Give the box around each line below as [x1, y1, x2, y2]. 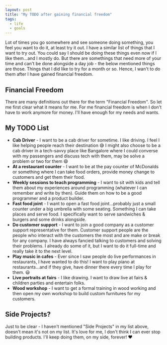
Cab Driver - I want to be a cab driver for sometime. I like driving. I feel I [12, 137, 160, 143]
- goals [9, 26, 26, 31]
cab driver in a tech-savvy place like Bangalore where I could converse [12, 147, 158, 153]
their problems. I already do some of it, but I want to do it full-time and [12, 242, 156, 249]
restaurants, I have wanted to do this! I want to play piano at [12, 258, 135, 264]
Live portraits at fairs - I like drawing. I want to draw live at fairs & [12, 274, 148, 280]
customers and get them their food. [12, 174, 85, 180]
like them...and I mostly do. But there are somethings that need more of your [5, 55, 162, 61]
